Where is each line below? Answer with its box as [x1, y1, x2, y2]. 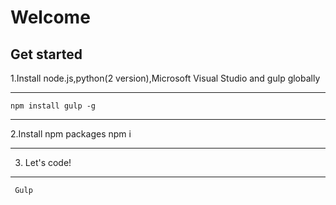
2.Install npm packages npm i [10, 128, 132, 140]
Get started [10, 46, 83, 63]
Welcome [10, 6, 91, 29]
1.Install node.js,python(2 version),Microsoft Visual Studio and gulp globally [10, 72, 321, 84]
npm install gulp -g [10, 101, 97, 111]
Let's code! [24, 157, 72, 168]
